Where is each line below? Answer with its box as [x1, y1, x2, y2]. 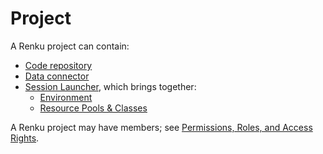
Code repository [24, 59, 93, 71]
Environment [39, 91, 93, 103]
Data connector [24, 70, 90, 82]
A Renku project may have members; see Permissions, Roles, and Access [10, 121, 313, 133]
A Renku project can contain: [10, 40, 130, 52]
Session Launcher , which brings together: [24, 80, 197, 92]
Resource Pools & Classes [39, 102, 148, 114]
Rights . [10, 132, 40, 144]
